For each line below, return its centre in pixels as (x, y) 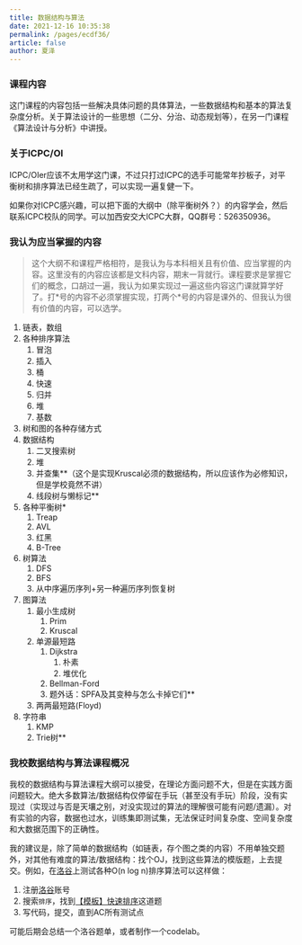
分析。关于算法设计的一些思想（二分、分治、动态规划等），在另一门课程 (157, 117)
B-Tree (48, 548)
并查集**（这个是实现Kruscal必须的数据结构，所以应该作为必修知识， (164, 474)
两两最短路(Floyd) (68, 706)
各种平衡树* (44, 507)
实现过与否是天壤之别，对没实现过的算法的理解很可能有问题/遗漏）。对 (162, 807)
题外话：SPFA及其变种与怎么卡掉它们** (122, 694)
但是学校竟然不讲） (71, 485)
